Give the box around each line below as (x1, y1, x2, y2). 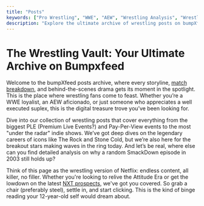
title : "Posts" (6, 8, 45, 15)
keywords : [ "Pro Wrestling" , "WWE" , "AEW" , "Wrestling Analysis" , (6, 15, 178, 21)
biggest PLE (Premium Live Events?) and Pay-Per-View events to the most (6, 123, 191, 130)
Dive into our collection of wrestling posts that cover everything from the (6, 116, 188, 124)
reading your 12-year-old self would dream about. (6, 193, 131, 200)
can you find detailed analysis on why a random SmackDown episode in (6, 149, 186, 156)
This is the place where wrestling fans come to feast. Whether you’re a (6, 92, 183, 99)
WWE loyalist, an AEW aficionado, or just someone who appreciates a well (6, 98, 192, 106)
